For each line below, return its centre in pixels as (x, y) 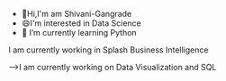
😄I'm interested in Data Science (81, 23)
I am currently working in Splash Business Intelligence (108, 50)
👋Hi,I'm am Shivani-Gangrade (77, 14)
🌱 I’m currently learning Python (79, 32)
